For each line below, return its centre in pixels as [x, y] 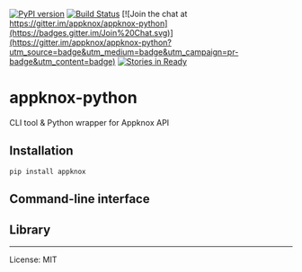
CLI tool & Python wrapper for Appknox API [89, 122]
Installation [41, 151]
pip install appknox [48, 171]
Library [30, 229]
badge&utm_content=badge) [62, 61]
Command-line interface [80, 199]
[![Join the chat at [155, 14]
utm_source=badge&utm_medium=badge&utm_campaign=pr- [124, 52]
